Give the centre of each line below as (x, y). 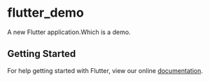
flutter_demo (45, 13)
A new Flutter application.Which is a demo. (69, 32)
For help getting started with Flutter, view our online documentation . (105, 70)
